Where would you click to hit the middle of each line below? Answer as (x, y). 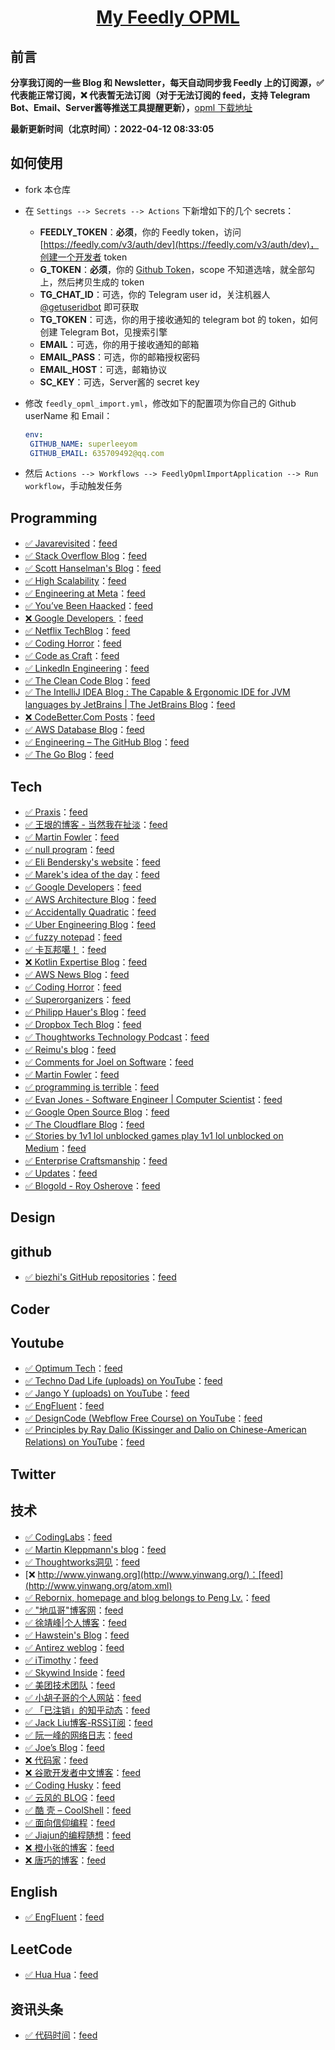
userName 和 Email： (68, 415)
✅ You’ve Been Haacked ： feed (89, 606)
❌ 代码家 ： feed (56, 1760)
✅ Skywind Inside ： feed (74, 1672)
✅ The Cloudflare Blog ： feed (84, 1125)
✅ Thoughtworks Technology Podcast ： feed (117, 1037)
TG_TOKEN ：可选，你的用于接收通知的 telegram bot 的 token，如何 (178, 319)
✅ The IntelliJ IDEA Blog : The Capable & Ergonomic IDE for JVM (157, 692)
